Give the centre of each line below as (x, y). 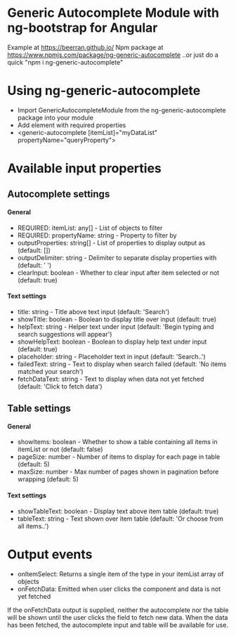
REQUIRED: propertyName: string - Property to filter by (97, 235)
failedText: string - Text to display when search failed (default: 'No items (122, 364)
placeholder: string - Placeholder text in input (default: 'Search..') (111, 356)
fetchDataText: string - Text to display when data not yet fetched (111, 379)
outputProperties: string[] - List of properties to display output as (111, 242)
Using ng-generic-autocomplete (104, 91)
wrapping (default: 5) (48, 479)
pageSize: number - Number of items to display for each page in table (119, 457)
